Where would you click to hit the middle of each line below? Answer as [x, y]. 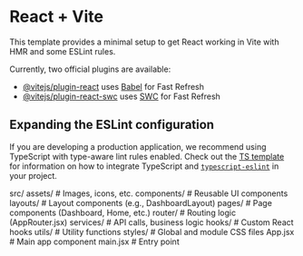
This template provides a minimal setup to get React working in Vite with [144, 42]
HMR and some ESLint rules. [63, 51]
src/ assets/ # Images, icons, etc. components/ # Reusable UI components [149, 193]
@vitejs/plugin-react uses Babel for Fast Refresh [113, 86]
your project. [33, 175]
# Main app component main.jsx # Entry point [94, 241]
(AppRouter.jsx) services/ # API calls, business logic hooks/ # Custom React [151, 222]
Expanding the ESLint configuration [112, 125]
